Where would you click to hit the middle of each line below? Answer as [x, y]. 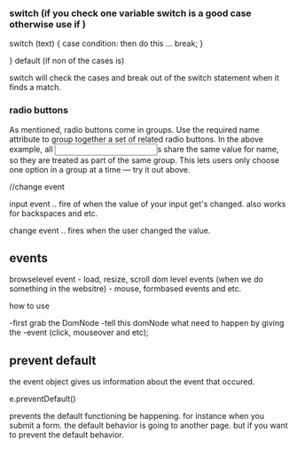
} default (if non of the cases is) [67, 61]
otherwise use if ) [47, 24]
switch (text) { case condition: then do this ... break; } [106, 43]
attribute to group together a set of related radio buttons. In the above [137, 139]
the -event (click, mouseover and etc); [79, 333]
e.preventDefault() [43, 399]
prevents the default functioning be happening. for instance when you [137, 416]
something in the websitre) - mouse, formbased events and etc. [125, 289]
